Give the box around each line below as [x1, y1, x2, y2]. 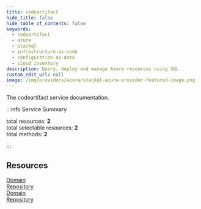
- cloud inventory [12, 60, 59, 66]
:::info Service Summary [6, 106, 67, 113]
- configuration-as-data [12, 54, 75, 61]
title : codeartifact [6, 9, 59, 15]
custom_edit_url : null [6, 71, 64, 78]
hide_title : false [6, 15, 53, 21]
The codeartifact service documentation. [6, 94, 109, 101]
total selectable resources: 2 [6, 124, 78, 131]
